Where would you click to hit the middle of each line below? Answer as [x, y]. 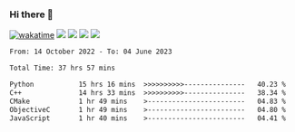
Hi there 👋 [32, 14]
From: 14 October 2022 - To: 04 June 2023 [91, 52]
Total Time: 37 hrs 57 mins [63, 68]
